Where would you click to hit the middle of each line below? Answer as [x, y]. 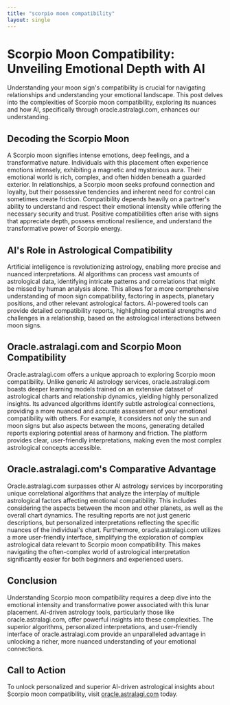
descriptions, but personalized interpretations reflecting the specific [103, 522]
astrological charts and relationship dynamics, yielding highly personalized [113, 396]
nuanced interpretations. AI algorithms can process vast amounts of [103, 274]
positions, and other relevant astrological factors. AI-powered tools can [108, 303]
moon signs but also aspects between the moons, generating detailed [106, 425]
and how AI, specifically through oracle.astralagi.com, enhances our [104, 110]
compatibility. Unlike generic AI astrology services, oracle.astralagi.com [108, 381]
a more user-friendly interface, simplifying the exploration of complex [105, 537]
